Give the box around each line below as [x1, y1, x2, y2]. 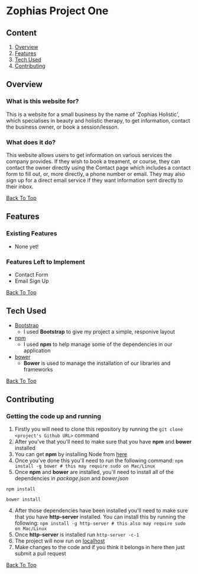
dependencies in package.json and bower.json [14, 475, 129, 482]
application [23, 347, 51, 354]
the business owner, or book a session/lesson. [6, 123, 119, 130]
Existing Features [6, 229, 57, 238]
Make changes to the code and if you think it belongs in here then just [14, 544, 185, 551]
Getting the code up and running [6, 412, 102, 421]
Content [6, 28, 37, 38]
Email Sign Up [14, 277, 49, 284]
